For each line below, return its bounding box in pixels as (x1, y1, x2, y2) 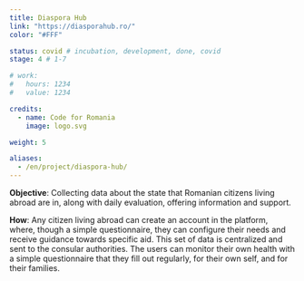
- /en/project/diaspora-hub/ (17, 162, 128, 172)
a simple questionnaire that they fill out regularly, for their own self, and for (9, 253, 289, 264)
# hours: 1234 (9, 80, 71, 89)
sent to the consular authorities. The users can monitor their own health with (9, 244, 295, 254)
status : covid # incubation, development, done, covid (9, 46, 221, 55)
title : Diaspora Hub (9, 13, 88, 23)
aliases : (9, 154, 43, 163)
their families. (9, 263, 61, 273)
